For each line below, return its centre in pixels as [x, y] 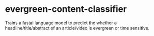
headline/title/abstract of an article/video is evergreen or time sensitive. [77, 28]
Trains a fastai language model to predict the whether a [61, 23]
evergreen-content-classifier [66, 9]
